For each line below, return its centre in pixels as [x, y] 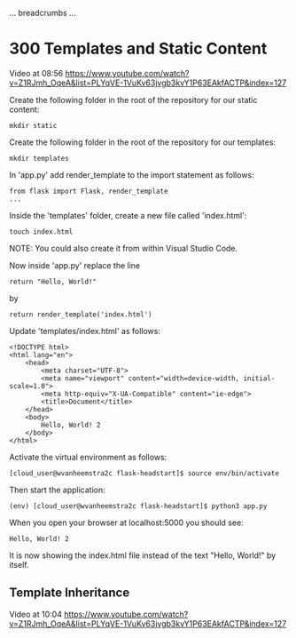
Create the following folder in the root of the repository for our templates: [143, 142]
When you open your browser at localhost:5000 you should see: [126, 522]
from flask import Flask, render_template [89, 191]
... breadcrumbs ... [43, 13]
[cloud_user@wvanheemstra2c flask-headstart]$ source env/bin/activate [144, 473]
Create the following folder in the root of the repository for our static [133, 100]
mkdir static [33, 125]
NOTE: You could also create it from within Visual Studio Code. [124, 248]
